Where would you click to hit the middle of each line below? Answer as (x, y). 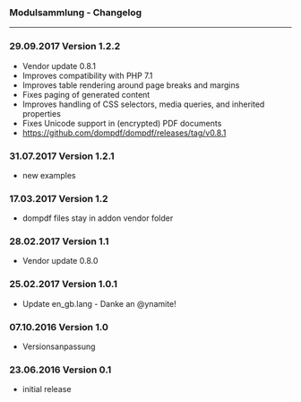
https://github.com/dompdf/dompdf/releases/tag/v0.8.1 (124, 133)
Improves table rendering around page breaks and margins (131, 85)
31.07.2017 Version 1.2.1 (62, 156)
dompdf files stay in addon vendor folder (98, 218)
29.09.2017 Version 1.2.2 (65, 47)
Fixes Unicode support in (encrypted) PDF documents (122, 123)
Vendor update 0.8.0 (60, 261)
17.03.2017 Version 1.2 (59, 198)
